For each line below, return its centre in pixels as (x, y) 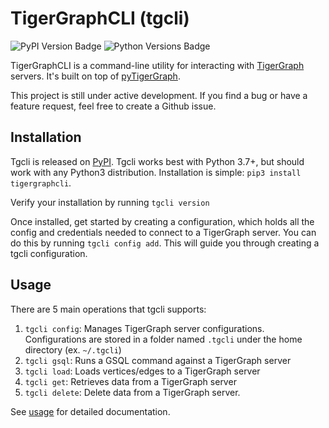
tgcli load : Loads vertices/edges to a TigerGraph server (142, 371)
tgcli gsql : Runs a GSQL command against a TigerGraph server (158, 360)
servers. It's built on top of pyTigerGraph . (95, 76)
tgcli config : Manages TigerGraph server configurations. (144, 328)
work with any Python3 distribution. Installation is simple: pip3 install (156, 172)
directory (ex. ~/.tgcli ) (73, 349)
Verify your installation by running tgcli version (110, 202)
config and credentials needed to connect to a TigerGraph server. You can (163, 232)
